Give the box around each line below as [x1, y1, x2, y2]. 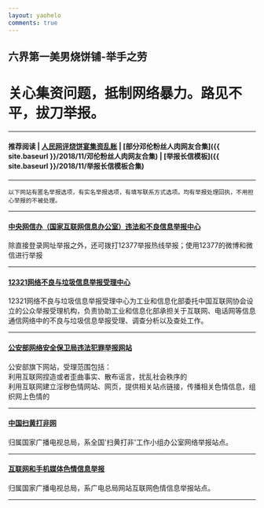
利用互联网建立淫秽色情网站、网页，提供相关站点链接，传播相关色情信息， [8, 381, 249, 391]
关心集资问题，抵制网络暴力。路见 [8, 84, 229, 102]
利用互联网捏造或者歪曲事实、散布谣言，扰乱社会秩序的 [8, 372, 187, 381]
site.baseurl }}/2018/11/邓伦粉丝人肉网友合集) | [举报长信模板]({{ [8, 151, 220, 161]
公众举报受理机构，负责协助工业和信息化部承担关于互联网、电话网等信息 [21, 306, 256, 316]
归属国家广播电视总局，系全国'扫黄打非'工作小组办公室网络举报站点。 [8, 437, 233, 447]
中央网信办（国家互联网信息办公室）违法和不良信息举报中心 [8, 221, 201, 231]
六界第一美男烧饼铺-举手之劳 [8, 50, 148, 63]
